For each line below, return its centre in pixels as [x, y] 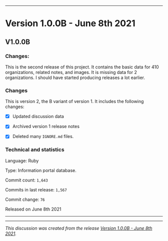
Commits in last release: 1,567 [36, 189]
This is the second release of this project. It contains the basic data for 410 [82, 67]
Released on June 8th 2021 [33, 209]
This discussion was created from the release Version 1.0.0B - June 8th [79, 228]
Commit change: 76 [25, 199]
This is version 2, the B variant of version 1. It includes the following [74, 101]
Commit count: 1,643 [27, 180]
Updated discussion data [38, 116]
